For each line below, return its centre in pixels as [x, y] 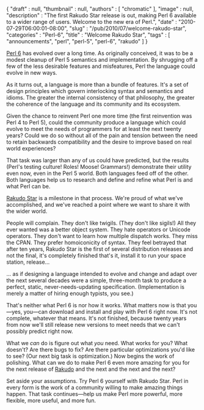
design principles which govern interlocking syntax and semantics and [95, 91]
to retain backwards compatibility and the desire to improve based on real [99, 142]
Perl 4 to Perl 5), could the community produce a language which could [96, 122]
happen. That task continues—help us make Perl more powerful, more [95, 394]
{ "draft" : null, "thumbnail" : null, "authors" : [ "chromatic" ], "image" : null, [100, 9]
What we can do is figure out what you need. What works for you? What [97, 343]
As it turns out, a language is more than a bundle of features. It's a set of [97, 84]
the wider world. [27, 211]
